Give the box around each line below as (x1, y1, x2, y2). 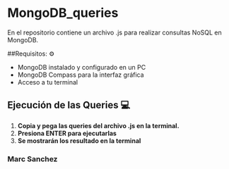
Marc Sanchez (7, 154, 58, 163)
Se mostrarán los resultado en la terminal (17, 136, 141, 145)
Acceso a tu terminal (17, 77, 78, 86)
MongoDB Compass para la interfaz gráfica (17, 70, 144, 79)
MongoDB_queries (7, 5, 119, 21)
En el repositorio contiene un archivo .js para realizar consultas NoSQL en (7, 28, 223, 37)
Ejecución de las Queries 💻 (7, 99, 131, 111)
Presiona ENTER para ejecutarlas (17, 129, 117, 137)
